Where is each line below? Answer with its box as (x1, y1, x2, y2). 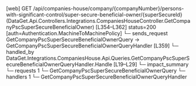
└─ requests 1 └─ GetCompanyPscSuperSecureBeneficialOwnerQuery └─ (6, 67, 186, 74)
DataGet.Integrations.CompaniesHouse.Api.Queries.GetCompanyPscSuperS (6, 55, 190, 61)
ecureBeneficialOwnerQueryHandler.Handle (6, 61, 113, 68)
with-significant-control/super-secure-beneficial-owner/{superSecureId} (6, 11, 183, 18)
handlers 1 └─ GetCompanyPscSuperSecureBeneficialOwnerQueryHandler (6, 73, 187, 80)
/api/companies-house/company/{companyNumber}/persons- (33, 5, 184, 12)
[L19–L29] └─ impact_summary (113, 61, 189, 68)
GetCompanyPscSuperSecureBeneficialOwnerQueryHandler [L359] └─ (6, 42, 179, 49)
